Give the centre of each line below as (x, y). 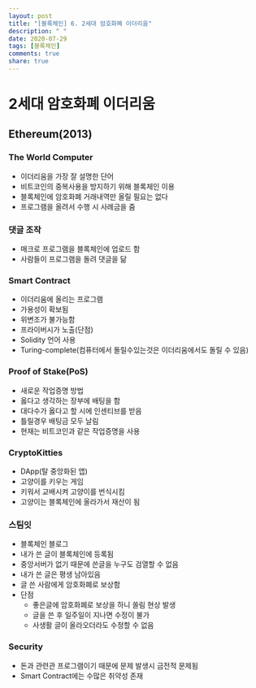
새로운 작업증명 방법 (52, 390)
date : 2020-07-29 (38, 39)
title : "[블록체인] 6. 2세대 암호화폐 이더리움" (80, 24)
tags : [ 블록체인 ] (35, 46)
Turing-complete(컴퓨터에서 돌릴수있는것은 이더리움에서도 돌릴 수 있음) (135, 350)
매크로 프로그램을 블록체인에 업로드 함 (80, 249)
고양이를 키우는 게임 (52, 481)
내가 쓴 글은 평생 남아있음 (61, 574)
